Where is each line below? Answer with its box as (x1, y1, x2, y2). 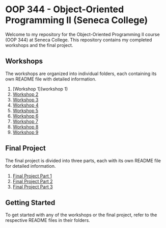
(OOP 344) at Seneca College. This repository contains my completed (5, 37, 152, 43)
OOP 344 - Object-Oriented (5, 4, 124, 15)
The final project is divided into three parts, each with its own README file (5, 157, 161, 164)
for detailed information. (5, 163, 56, 169)
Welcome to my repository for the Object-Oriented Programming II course (5, 31, 160, 37)
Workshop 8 (12, 123, 39, 130)
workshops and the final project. (5, 42, 73, 48)
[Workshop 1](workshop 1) (12, 86, 68, 92)
